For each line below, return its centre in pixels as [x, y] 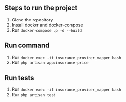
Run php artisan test [34, 95]
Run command [27, 46]
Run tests [19, 78]
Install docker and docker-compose [47, 25]
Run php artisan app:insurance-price [50, 62]
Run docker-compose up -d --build [47, 30]
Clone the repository [32, 20]
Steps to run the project [41, 8]
